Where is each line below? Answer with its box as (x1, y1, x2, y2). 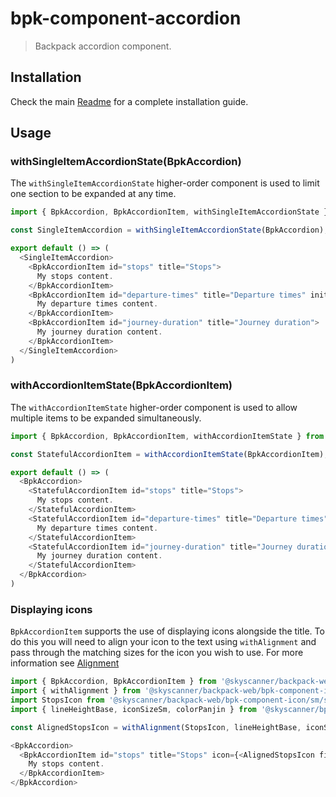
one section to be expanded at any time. (10, 188, 177, 200)
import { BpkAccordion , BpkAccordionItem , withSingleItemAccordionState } (10, 207, 329, 217)
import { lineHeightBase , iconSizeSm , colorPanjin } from (10, 704, 257, 714)
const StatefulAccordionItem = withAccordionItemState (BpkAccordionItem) (10, 449, 325, 459)
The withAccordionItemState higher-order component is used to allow (10, 401, 298, 413)
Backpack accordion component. (34, 40, 172, 52)
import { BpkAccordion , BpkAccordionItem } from (10, 677, 217, 687)
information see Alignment (10, 657, 120, 669)
